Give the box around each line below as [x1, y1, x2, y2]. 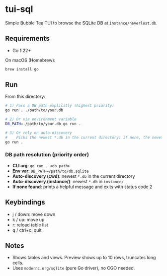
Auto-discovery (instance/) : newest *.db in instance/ [12, 178, 124, 184]
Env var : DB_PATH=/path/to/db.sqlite [12, 168, 89, 174]
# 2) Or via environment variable [5, 117, 77, 122]
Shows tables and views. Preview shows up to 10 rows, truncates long [12, 255, 156, 261]
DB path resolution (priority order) [5, 151, 89, 158]
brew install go [5, 67, 39, 71]
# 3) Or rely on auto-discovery [5, 130, 72, 135]
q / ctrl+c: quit [12, 227, 42, 233]
